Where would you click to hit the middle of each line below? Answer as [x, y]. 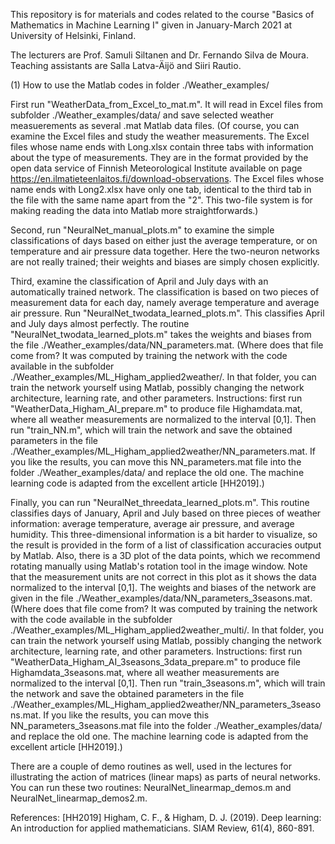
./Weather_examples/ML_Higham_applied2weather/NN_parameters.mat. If [163, 451]
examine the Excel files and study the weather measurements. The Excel [160, 136]
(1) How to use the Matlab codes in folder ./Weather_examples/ [140, 85]
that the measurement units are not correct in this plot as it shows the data [163, 577]
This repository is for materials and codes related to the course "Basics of [162, 14]
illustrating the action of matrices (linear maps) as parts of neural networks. [165, 777]
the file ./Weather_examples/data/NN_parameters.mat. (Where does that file [167, 345]
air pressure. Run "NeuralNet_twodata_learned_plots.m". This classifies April [167, 313]
